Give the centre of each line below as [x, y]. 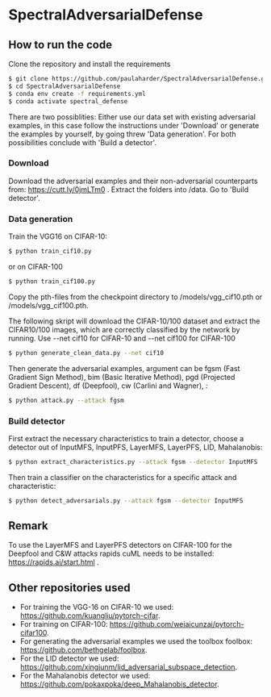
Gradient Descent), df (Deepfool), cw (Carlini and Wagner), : [108, 386]
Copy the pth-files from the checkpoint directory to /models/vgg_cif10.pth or [135, 297]
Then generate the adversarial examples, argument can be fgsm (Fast [124, 368]
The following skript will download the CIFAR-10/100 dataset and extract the [134, 321]
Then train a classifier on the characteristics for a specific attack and [123, 477]
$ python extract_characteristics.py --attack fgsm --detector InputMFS [133, 461]
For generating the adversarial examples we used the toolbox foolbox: [136, 641]
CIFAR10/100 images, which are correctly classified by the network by [124, 329]
